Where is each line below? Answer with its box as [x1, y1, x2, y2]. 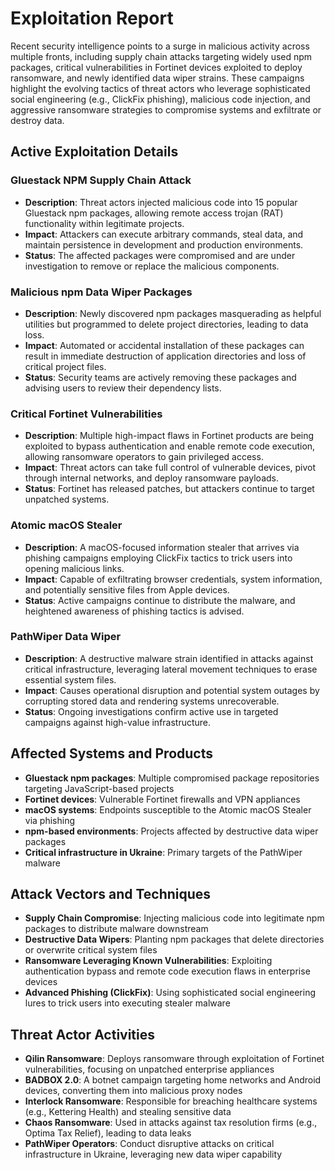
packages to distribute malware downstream [24, 923, 209, 935]
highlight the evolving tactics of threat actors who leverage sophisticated [10, 82, 311, 94]
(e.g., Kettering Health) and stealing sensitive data [24, 1106, 232, 1118]
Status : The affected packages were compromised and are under [24, 249, 296, 261]
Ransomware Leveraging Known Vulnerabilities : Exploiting [24, 955, 273, 967]
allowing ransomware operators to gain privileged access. [24, 451, 264, 463]
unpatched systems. [24, 493, 110, 506]
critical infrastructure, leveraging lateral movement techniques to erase [24, 663, 318, 675]
